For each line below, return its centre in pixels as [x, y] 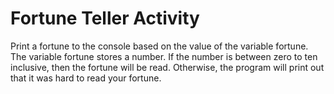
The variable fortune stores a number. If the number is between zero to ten [164, 56]
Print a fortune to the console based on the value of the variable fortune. [159, 46]
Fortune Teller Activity [105, 18]
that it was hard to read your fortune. [86, 78]
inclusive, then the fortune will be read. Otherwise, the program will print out [167, 67]
